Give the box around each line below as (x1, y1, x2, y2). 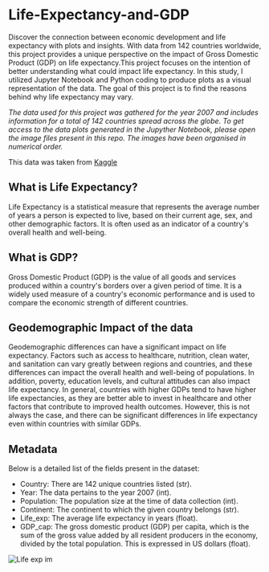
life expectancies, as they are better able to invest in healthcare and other (8, 394, 252, 403)
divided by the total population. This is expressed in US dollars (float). (19, 539, 251, 549)
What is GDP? (8, 251, 79, 264)
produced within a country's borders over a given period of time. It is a (8, 280, 243, 290)
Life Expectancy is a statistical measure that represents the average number (8, 202, 260, 211)
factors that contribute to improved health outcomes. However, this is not (8, 402, 251, 411)
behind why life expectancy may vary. (8, 92, 134, 101)
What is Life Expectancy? (8, 181, 138, 194)
